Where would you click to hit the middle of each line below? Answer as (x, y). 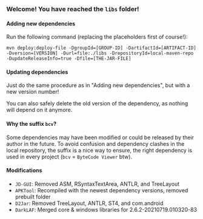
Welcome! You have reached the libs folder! (73, 9)
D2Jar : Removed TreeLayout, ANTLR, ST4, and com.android (89, 203)
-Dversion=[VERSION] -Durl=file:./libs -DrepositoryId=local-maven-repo (100, 53)
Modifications (24, 171)
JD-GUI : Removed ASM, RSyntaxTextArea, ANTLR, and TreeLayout (97, 184)
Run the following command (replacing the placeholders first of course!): (97, 37)
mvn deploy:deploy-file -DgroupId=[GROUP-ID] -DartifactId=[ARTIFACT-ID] (101, 48)
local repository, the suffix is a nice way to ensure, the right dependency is (99, 150)
